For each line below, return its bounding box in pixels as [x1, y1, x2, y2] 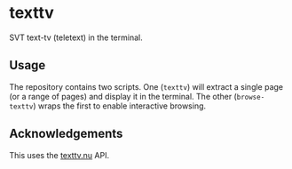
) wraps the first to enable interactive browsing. [32, 101, 207, 111]
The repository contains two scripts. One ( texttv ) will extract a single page [9, 81, 284, 92]
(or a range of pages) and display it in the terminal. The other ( [9, 91, 237, 101]
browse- [236, 93, 265, 101]
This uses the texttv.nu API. [9, 149, 109, 160]
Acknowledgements [9, 126, 123, 141]
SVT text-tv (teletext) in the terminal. [9, 32, 144, 43]
